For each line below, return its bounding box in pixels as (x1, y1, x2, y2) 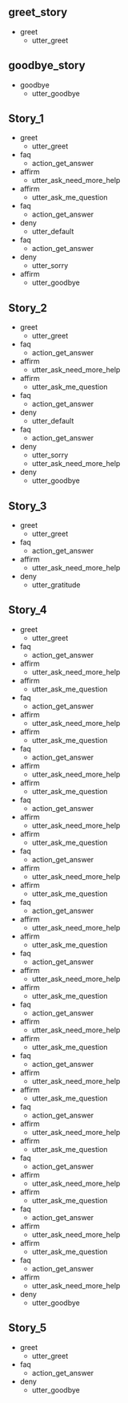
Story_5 (8, 1321, 47, 1335)
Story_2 (8, 301, 48, 314)
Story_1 (8, 112, 44, 126)
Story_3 (8, 499, 47, 513)
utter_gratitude (31, 580, 81, 590)
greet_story (8, 6, 68, 19)
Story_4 (8, 603, 47, 617)
